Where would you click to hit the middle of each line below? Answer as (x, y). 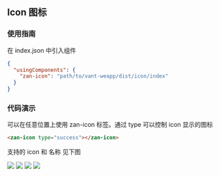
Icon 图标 (27, 12)
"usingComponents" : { (45, 70)
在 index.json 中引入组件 (42, 50)
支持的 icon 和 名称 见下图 (44, 152)
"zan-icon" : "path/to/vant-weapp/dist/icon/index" (94, 76)
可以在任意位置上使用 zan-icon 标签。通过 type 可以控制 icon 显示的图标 (110, 125)
